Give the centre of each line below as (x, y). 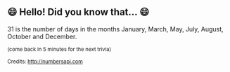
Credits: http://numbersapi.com (45, 62)
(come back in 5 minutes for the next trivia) (59, 49)
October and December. (42, 36)
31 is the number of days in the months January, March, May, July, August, (115, 29)
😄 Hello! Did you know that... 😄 (78, 12)
